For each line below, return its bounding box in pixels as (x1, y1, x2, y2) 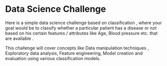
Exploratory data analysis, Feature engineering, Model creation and (5, 50, 143, 56)
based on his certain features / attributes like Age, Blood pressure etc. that (5, 30, 158, 36)
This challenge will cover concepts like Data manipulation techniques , (5, 45, 149, 51)
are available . (5, 35, 34, 41)
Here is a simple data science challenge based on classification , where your (5, 20, 162, 26)
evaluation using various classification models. (5, 55, 101, 61)
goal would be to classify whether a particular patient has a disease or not (5, 25, 157, 31)
